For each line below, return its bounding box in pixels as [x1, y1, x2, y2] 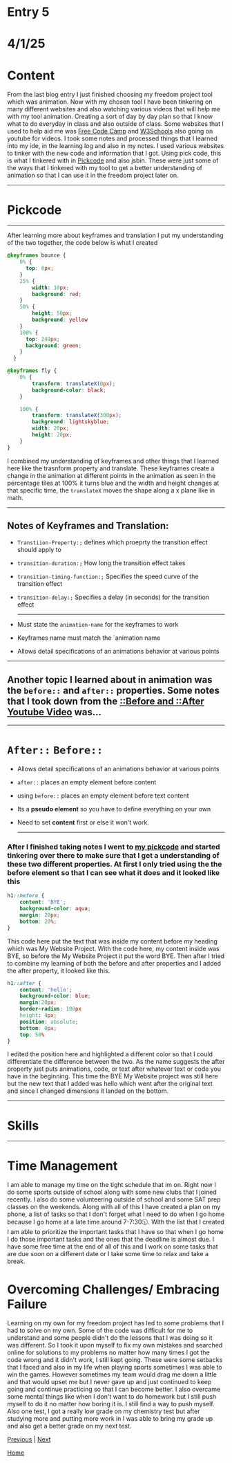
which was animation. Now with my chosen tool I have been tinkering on [7, 98, 213, 106]
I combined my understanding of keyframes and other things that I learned [7, 457, 220, 465]
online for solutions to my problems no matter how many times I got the [7, 1348, 210, 1356]
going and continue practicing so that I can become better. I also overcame [7, 1385, 221, 1394]
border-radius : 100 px [19, 1006, 81, 1013]
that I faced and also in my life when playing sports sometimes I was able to [7, 1363, 222, 1372]
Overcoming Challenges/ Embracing [7, 1281, 220, 1297]
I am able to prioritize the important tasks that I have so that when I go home [7, 1228, 224, 1236]
